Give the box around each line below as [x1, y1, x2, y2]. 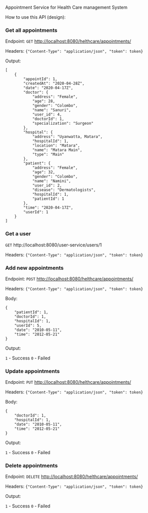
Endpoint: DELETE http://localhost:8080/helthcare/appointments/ [5, 473, 138, 480]
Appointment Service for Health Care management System [5, 5, 128, 10]
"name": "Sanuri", [32, 107, 71, 113]
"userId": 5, [14, 323, 42, 328]
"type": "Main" [32, 152, 65, 157]
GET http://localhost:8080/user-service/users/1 [5, 242, 102, 248]
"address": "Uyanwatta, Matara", [32, 134, 103, 139]
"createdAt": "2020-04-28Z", [23, 81, 85, 86]
